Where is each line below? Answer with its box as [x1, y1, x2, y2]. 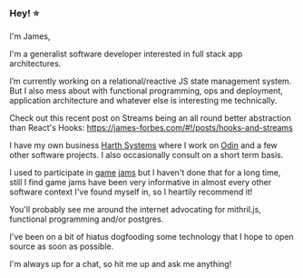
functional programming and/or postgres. [9, 213, 164, 224]
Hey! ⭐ [9, 6, 40, 19]
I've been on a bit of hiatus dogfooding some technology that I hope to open [9, 232, 295, 243]
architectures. [9, 58, 62, 69]
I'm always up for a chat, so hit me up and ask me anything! [9, 259, 232, 270]
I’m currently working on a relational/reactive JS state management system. [9, 75, 292, 87]
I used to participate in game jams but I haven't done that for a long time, [9, 167, 281, 178]
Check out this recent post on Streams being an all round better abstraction [9, 113, 292, 124]
